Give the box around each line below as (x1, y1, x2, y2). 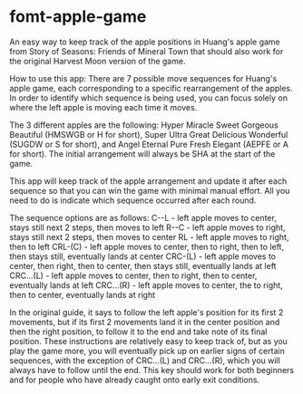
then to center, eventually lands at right (9, 289, 156, 300)
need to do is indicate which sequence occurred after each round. (9, 195, 257, 206)
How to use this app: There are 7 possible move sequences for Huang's (9, 72, 278, 83)
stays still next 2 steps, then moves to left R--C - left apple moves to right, (9, 222, 286, 233)
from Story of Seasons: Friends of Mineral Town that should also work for (9, 45, 284, 56)
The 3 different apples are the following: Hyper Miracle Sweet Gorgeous (9, 120, 279, 130)
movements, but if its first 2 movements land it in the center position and (9, 316, 280, 327)
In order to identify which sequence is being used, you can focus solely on (9, 92, 288, 103)
